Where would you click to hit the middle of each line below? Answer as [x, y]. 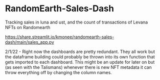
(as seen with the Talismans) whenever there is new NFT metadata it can [78, 67]
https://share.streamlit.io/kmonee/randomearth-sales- [60, 37]
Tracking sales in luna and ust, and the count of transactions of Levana [77, 22]
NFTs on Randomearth [28, 27]
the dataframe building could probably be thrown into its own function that [80, 56]
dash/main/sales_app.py [30, 42]
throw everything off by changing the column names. [58, 72]
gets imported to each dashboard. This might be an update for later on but [80, 62]
